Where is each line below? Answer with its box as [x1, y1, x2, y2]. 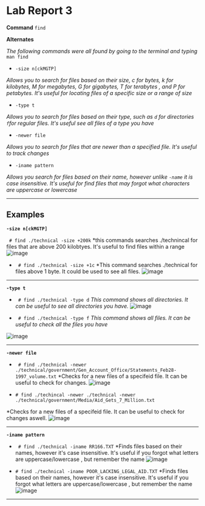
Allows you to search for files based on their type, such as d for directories [6, 113, 194, 120]
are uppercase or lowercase [6, 186, 77, 193]
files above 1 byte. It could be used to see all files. [15, 268, 140, 275]
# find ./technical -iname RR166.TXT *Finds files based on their [18, 443, 182, 450]
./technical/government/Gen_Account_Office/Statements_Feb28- [15, 367, 177, 373]
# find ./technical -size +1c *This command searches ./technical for [18, 261, 198, 268]
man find [6, 54, 29, 60]
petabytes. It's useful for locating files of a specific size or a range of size [6, 89, 192, 96]
